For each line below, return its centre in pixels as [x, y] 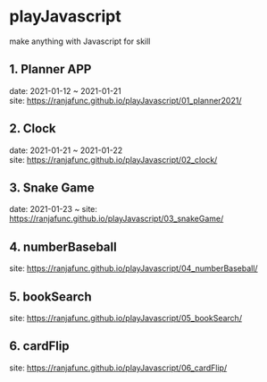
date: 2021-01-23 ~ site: [54, 209]
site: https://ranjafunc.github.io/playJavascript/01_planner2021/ [125, 100]
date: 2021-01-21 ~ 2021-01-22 [66, 150]
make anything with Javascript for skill [80, 41]
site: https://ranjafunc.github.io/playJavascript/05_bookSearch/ [126, 318]
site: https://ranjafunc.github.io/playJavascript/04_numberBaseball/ [133, 268]
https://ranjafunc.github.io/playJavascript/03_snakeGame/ [117, 219]
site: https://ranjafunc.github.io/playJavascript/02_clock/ [113, 159]
